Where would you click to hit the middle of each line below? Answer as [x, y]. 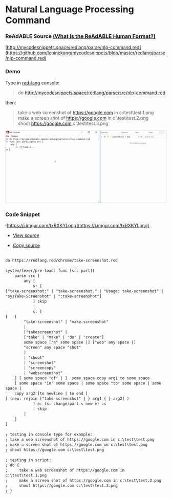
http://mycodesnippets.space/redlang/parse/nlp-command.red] [74, 48]
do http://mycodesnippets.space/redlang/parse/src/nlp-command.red [91, 93]
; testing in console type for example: [49, 435]
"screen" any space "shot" [52, 348]
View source [26, 235]
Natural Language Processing [70, 9]
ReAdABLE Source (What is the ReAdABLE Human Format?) [80, 36]
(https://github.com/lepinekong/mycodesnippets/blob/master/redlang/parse [85, 53]
